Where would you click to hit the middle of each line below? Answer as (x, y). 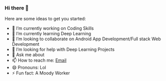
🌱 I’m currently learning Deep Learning (51, 34)
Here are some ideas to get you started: (45, 19)
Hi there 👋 (17, 8)
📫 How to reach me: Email (39, 60)
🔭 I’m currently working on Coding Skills (53, 28)
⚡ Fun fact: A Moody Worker (41, 73)
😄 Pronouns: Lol (29, 68)
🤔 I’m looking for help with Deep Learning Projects (63, 50)
